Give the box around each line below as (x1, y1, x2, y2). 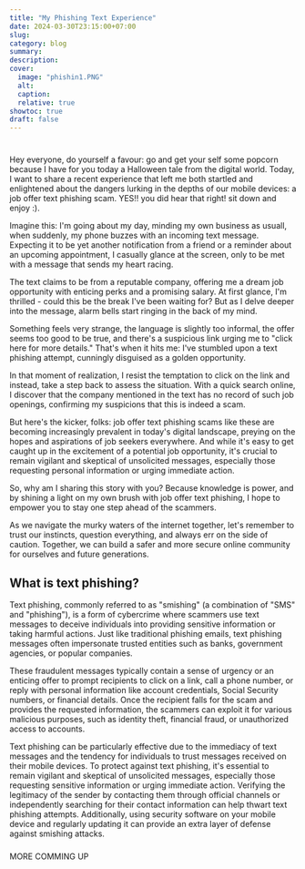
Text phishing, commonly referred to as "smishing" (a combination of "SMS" (9, 599, 296, 610)
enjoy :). (9, 202, 40, 214)
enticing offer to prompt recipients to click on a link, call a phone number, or (9, 675, 294, 686)
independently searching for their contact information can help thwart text (9, 799, 288, 811)
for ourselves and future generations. (9, 548, 149, 560)
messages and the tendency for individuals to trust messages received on (9, 751, 287, 762)
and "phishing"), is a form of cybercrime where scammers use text (9, 609, 259, 620)
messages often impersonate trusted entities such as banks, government (9, 639, 284, 649)
